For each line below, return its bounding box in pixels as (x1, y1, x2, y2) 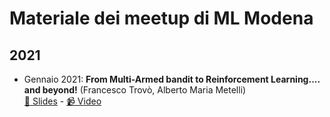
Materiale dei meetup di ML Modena (9, 7, 314, 30)
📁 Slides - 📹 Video (23, 95, 102, 107)
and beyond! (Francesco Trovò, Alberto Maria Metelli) (23, 84, 247, 96)
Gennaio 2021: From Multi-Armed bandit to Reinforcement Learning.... (23, 73, 321, 85)
